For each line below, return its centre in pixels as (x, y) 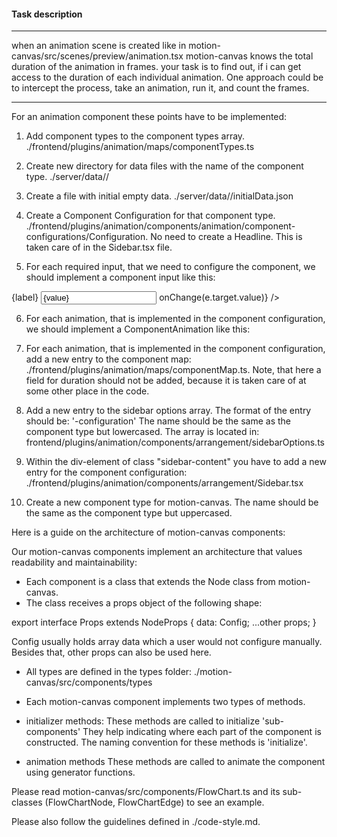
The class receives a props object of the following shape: (144, 603)
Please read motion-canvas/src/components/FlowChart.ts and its (146, 792)
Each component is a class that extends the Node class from (150, 582)
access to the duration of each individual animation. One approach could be (167, 77)
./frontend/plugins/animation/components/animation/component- (160, 226)
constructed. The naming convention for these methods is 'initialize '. (166, 742)
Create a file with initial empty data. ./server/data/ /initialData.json (159, 196)
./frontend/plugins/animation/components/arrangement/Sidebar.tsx (164, 483)
